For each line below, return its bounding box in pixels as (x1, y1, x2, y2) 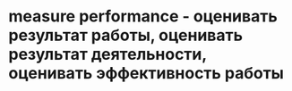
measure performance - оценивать (8, 6, 279, 27)
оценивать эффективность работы (8, 63, 284, 84)
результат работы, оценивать (8, 25, 244, 45)
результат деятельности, (8, 45, 207, 64)
